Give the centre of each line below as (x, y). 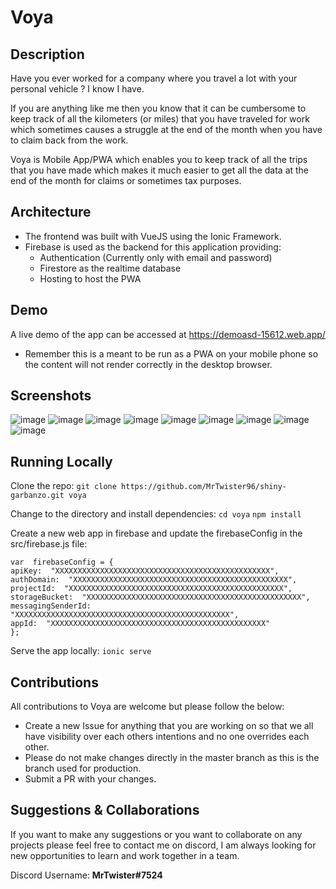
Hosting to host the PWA (90, 278)
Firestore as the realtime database (110, 268)
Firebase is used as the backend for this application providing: (153, 247)
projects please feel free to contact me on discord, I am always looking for (163, 845)
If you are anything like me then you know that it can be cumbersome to (158, 108)
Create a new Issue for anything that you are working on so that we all (169, 726)
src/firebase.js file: (49, 544)
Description (47, 54)
